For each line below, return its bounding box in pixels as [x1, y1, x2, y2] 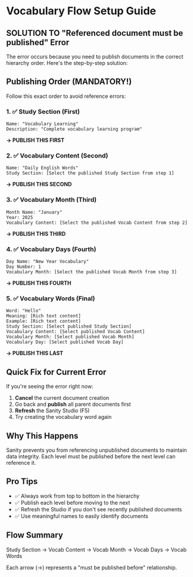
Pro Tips [6, 476, 38, 487]
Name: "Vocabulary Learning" [6, 121, 79, 127]
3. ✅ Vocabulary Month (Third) [6, 196, 97, 204]
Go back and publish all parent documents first [14, 401, 131, 408]
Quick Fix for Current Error [6, 367, 107, 377]
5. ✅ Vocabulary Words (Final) [6, 294, 95, 303]
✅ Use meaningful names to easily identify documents [14, 512, 149, 520]
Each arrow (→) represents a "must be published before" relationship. [6, 564, 178, 571]
